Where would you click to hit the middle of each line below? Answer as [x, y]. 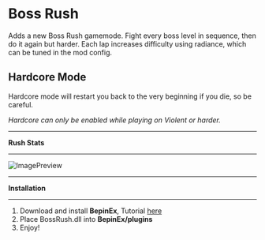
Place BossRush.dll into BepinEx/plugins [86, 219]
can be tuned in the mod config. [60, 52]
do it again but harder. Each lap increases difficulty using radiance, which [127, 43]
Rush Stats [26, 142]
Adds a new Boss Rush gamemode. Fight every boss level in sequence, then [132, 36]
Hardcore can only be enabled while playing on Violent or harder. [114, 120]
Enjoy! [30, 227]
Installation [27, 188]
